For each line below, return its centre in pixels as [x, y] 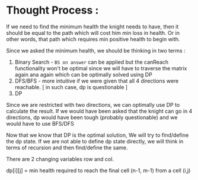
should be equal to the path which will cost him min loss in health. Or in [93, 32]
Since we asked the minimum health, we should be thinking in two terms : [96, 50]
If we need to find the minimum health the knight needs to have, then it [92, 27]
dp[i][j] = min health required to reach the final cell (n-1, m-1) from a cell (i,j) [98, 170]
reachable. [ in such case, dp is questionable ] [71, 87]
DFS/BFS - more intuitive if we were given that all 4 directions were [97, 81]
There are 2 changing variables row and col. [60, 159]
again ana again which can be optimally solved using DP [83, 74]
